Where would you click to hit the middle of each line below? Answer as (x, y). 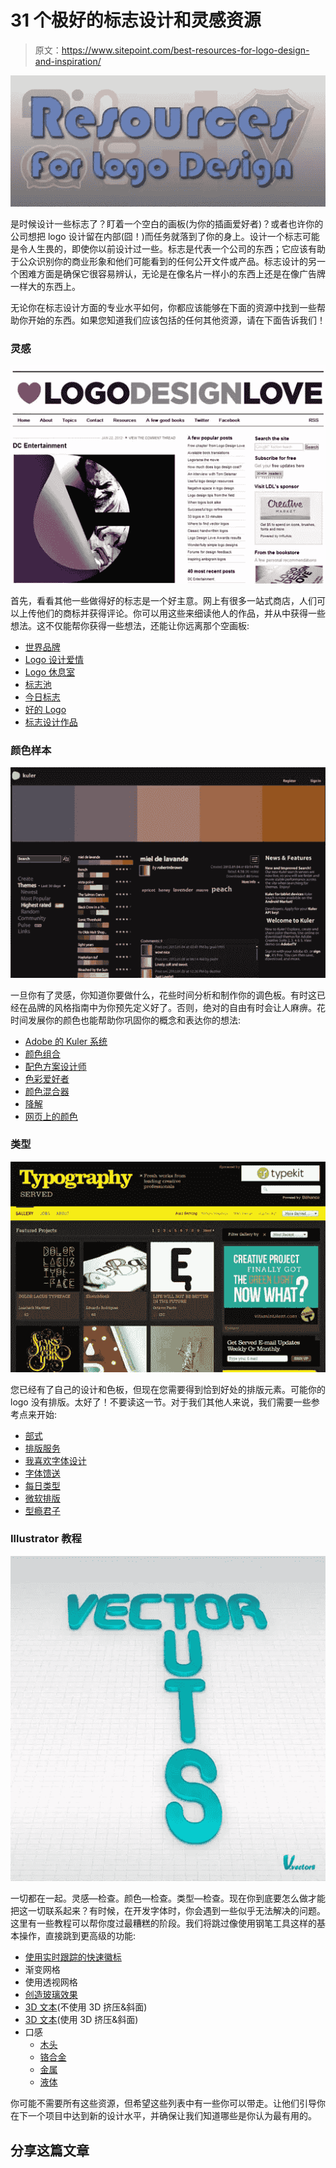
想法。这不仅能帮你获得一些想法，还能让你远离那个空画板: (130, 625)
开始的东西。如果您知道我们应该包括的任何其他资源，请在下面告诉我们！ (176, 320)
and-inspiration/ (68, 61)
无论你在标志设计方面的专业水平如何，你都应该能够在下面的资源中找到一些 (163, 307)
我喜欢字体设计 (55, 1460)
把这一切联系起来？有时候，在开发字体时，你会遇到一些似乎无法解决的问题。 (168, 1911)
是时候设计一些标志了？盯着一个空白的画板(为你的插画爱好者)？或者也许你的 (167, 223)
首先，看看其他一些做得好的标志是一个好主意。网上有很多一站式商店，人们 (163, 600)
